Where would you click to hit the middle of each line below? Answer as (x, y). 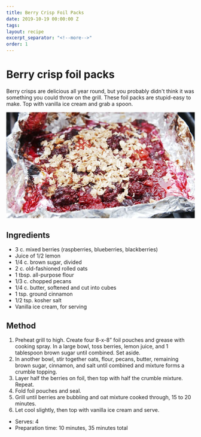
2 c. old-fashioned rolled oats (51, 269)
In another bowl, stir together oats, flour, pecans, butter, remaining (97, 359)
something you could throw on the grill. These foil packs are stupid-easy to (99, 97)
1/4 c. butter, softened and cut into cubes (66, 288)
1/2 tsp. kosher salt (38, 301)
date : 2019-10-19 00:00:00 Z (42, 19)
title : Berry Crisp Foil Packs (45, 13)
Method (21, 325)
